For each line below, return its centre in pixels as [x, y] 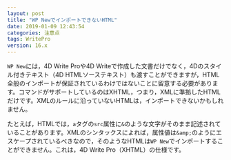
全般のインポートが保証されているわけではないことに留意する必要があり [110, 83]
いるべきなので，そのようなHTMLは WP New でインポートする [133, 141]
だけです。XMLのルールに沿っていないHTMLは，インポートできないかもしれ [115, 100]
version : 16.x [28, 46]
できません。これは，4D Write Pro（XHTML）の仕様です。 [102, 150]
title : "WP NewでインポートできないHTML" [62, 20]
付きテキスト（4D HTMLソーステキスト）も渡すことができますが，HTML [116, 74]
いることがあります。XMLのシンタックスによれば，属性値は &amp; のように [112, 132]
